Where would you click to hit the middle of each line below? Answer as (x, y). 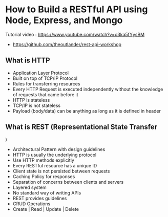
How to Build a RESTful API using (77, 9)
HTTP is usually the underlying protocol (55, 155)
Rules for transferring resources (46, 83)
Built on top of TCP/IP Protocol (45, 78)
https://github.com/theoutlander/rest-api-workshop (67, 44)
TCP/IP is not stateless (37, 105)
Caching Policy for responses (44, 176)
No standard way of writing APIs (47, 192)
